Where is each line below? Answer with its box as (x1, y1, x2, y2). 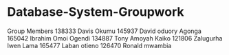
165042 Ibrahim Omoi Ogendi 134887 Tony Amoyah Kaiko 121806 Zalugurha (7, 34, 223, 42)
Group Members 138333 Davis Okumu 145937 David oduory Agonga (7, 27, 201, 35)
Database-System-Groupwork (7, 4, 184, 20)
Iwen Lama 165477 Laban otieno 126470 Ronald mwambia (7, 41, 172, 49)
